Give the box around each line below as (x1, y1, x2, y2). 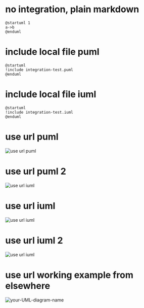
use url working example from (5, 269, 134, 281)
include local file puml (5, 46, 100, 58)
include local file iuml (5, 89, 97, 100)
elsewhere (5, 280, 51, 291)
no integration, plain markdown (5, 4, 139, 15)
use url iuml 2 (5, 234, 63, 246)
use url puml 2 (5, 165, 67, 177)
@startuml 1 (5, 20, 30, 25)
